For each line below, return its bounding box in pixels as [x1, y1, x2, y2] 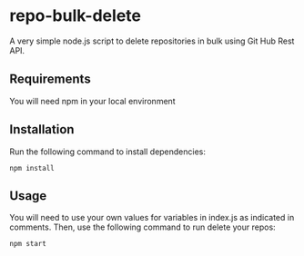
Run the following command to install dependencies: [9, 146, 207, 157]
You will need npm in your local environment [9, 95, 176, 106]
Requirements [9, 72, 91, 87]
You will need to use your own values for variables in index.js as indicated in [9, 212, 295, 223]
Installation [9, 122, 75, 137]
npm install [9, 163, 55, 172]
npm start [9, 240, 47, 249]
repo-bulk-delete [9, 5, 141, 26]
